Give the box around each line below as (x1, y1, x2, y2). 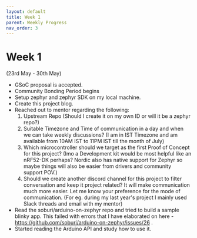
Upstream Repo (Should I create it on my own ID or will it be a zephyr (23, 113, 191, 120)
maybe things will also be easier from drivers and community (23, 163, 172, 170)
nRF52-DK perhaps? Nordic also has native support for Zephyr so (23, 157, 183, 164)
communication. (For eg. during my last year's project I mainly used (23, 194, 187, 201)
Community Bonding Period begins (14, 88, 100, 95)
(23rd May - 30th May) (6, 70, 62, 77)
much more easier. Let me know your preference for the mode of (23, 188, 181, 195)
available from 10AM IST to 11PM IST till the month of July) (23, 138, 165, 145)
